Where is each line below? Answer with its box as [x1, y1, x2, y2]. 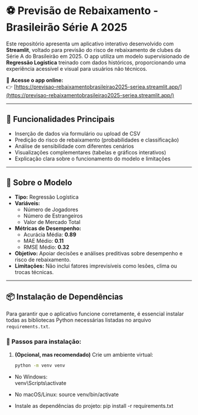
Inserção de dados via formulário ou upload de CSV [14, 130, 141, 137]
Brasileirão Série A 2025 [6, 21, 128, 34]
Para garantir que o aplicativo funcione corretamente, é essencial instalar [6, 310, 184, 318]
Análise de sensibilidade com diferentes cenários [14, 142, 134, 150]
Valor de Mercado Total [23, 218, 81, 225]
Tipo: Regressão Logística [14, 193, 79, 200]
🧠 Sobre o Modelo [6, 177, 72, 188]
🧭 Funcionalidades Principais [6, 114, 115, 124]
